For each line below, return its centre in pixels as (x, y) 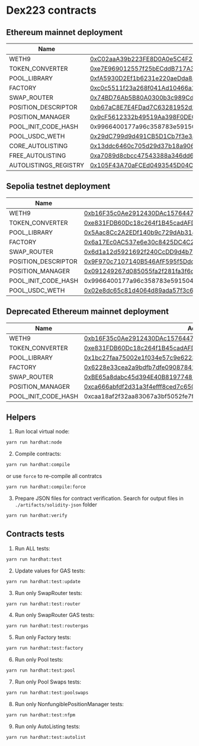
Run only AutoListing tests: (47, 726)
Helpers (21, 418)
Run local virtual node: (42, 432)
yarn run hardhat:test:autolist (46, 737)
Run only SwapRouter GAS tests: (54, 615)
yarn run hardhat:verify (37, 516)
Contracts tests (36, 534)
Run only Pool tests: (39, 660)
